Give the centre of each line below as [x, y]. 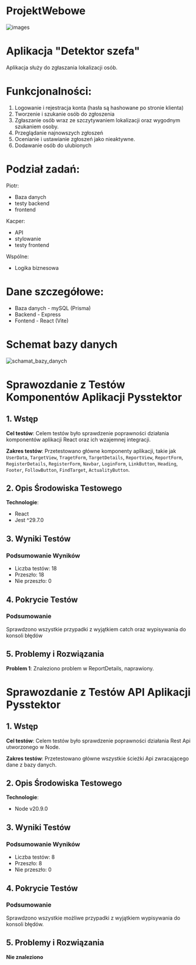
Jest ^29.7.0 [29, 520]
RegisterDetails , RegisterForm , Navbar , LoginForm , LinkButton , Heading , [92, 463]
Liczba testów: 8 [34, 857]
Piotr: [13, 185]
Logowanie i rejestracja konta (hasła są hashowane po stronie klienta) [99, 107]
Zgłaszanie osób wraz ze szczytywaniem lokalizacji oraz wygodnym [97, 120]
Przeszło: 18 [29, 575]
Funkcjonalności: [49, 91]
